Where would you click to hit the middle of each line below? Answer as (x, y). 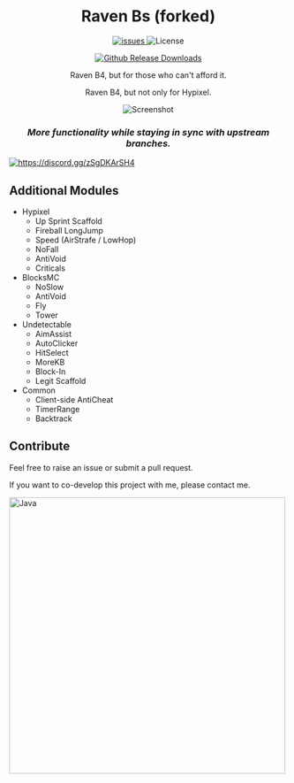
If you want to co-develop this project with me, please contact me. (130, 485)
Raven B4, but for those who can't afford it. (148, 75)
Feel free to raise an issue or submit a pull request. (101, 467)
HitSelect (52, 353)
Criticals (50, 268)
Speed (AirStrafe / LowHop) (86, 240)
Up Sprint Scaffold (69, 221)
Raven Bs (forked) (148, 16)
